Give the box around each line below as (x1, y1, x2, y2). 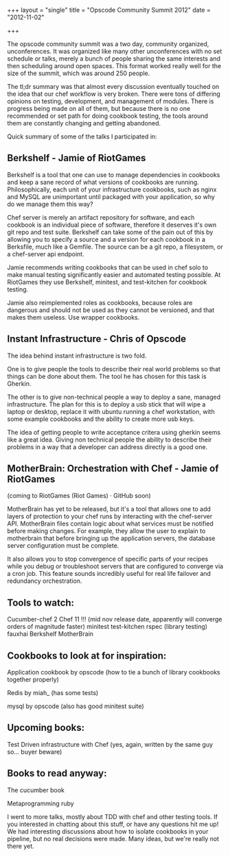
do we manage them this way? (7, 200, 94, 208)
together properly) (7, 675, 60, 684)
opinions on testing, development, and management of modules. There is (7, 97, 214, 105)
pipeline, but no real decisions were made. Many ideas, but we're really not (7, 834, 220, 843)
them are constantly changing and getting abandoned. (7, 119, 161, 127)
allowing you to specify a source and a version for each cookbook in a (7, 235, 206, 243)
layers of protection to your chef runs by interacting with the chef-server (7, 513, 213, 521)
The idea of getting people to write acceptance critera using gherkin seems (7, 428, 221, 436)
